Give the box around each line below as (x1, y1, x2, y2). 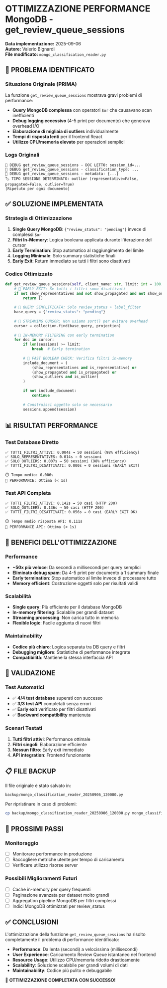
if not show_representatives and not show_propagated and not (14, 291, 146, 296)
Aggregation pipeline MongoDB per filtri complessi (12, 897, 116, 903)
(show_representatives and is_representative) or (31, 365, 137, 370)
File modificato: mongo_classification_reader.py (5, 51, 106, 57)
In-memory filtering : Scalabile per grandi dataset (12, 609, 114, 615)
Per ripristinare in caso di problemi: (5, 801, 77, 807)
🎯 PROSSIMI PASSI (5, 824, 64, 833)
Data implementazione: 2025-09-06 (5, 40, 81, 46)
